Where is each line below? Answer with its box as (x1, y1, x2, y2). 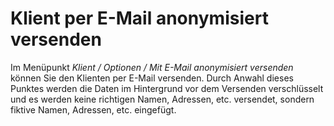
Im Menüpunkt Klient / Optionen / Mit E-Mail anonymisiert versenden (10, 61, 294, 73)
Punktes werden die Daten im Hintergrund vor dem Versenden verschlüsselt (10, 82, 324, 94)
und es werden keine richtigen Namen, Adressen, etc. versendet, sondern (10, 93, 315, 105)
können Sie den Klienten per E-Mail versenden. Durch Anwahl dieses (10, 72, 294, 84)
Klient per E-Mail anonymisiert (10, 7, 269, 30)
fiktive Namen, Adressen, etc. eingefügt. (10, 103, 177, 116)
